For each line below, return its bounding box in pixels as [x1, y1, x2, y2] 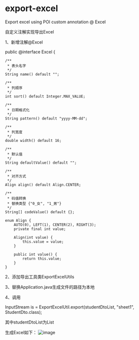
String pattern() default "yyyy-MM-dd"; [5, 116, 88, 121]
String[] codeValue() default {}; [5, 209, 75, 215]
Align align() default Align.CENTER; [5, 182, 81, 187]
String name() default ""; [5, 72, 60, 77]
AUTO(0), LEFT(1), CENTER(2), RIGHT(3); [14, 222, 96, 227]
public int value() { [14, 252, 57, 257]
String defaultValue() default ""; [5, 160, 77, 165]
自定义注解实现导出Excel [5, 29, 54, 34]
